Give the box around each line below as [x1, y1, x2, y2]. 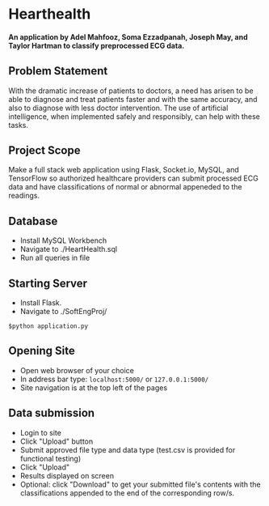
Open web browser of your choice [19, 365, 135, 375]
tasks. [8, 120, 29, 130]
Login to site [19, 427, 62, 437]
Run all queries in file [19, 253, 90, 263]
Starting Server [8, 276, 87, 290]
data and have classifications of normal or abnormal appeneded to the [8, 182, 242, 192]
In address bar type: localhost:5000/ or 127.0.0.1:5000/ [19, 374, 209, 384]
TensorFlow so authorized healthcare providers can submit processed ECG [8, 173, 258, 183]
